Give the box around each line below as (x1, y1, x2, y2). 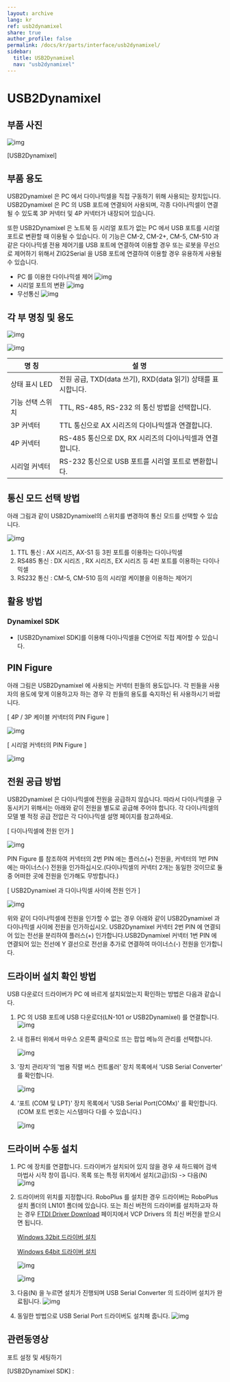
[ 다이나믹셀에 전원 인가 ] (7, 827, 74, 836)
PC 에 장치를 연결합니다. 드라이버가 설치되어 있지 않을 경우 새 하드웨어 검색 (16, 1162, 217, 1170)
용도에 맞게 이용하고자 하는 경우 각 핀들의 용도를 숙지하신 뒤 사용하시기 (19, 690, 208, 698)
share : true (7, 29, 41, 36)
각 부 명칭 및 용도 (7, 312, 74, 323)
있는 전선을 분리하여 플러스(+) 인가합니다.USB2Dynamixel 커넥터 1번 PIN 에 (14, 931, 217, 940)
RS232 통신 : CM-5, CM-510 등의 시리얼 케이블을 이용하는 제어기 (16, 574, 193, 582)
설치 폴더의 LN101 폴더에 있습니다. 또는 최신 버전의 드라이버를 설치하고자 (16, 1201, 211, 1209)
